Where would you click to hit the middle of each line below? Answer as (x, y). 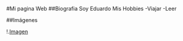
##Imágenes (22, 20)
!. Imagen (17, 31)
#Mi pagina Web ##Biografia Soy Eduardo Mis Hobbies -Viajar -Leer (91, 9)
